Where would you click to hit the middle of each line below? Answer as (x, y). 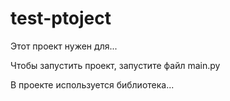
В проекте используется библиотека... (92, 84)
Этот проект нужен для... (64, 46)
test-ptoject (61, 18)
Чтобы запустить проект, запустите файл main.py (115, 65)
